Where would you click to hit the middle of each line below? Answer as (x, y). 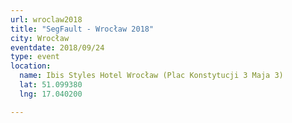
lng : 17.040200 (51, 94)
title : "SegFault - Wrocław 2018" (82, 29)
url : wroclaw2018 (46, 19)
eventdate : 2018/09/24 (57, 47)
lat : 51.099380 (51, 85)
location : (31, 66)
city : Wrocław (40, 38)
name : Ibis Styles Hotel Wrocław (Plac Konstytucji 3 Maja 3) (151, 76)
